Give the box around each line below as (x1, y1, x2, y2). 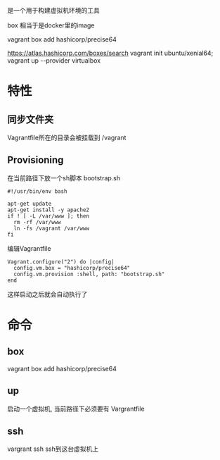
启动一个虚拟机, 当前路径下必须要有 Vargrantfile (7, 404, 145, 413)
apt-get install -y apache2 (7, 206, 90, 213)
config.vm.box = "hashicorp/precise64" (13, 264, 131, 271)
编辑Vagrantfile (7, 244, 51, 252)
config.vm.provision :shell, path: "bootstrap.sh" (13, 271, 165, 278)
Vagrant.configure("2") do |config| (7, 258, 115, 266)
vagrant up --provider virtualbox (7, 56, 101, 65)
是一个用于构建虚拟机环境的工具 (7, 6, 100, 14)
